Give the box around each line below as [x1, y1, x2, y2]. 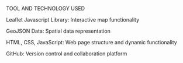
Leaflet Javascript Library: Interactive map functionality [6, 16, 140, 23]
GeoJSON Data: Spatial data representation [6, 27, 111, 34]
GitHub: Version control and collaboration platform [6, 50, 127, 57]
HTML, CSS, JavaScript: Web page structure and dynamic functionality [6, 39, 177, 45]
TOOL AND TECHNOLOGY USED [6, 5, 85, 12]
